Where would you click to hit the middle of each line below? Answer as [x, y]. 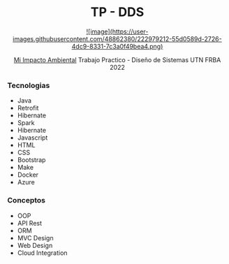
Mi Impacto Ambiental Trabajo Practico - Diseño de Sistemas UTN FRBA [117, 59]
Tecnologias [29, 85]
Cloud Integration [42, 253]
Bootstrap [31, 160]
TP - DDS [117, 12]
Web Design [35, 245]
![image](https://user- [117, 31]
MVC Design [35, 237]
